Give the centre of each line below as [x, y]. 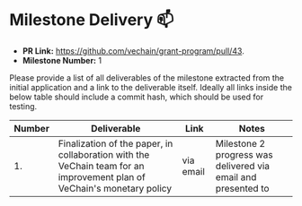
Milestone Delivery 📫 [92, 20]
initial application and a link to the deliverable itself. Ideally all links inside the [151, 87]
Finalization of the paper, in [115, 143]
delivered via [243, 166]
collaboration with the [104, 154]
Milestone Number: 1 [62, 60]
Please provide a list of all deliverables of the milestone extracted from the [147, 77]
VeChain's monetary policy [115, 188]
